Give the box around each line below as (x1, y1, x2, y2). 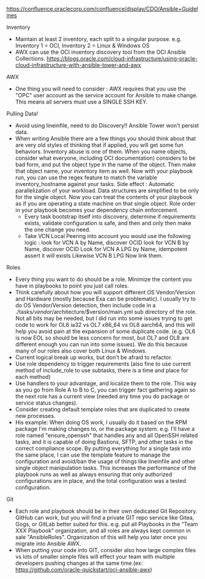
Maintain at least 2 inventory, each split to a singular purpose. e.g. (15, 35, 182, 42)
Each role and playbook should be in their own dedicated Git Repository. (15, 507, 198, 515)
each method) (15, 373, 51, 380)
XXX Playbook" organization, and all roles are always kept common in (15, 527, 191, 534)
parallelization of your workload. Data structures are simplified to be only (15, 187, 199, 194)
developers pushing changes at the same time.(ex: (15, 559, 143, 567)
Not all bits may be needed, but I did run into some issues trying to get (15, 315, 193, 322)
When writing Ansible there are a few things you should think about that (15, 135, 196, 142)
